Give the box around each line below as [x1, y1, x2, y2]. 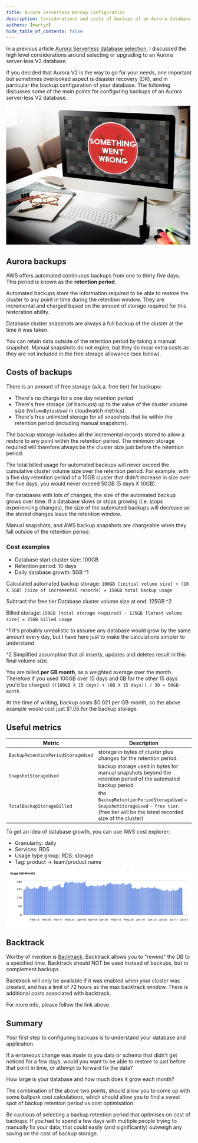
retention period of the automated [98, 775, 180, 782]
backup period [98, 781, 134, 788]
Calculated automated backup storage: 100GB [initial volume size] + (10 [6, 580, 189, 587]
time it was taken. [6, 326, 49, 334]
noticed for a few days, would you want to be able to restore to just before [6, 1058, 186, 1065]
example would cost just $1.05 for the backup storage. [6, 706, 138, 713]
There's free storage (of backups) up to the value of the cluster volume [14, 400, 187, 407]
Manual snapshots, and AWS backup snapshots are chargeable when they [6, 521, 187, 528]
